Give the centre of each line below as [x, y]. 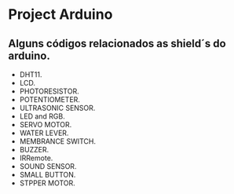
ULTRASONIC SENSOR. [57, 108]
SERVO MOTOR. [46, 124]
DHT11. [31, 75]
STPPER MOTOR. [48, 183]
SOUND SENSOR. [48, 166]
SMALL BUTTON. [48, 175]
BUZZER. [34, 150]
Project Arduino [60, 15]
